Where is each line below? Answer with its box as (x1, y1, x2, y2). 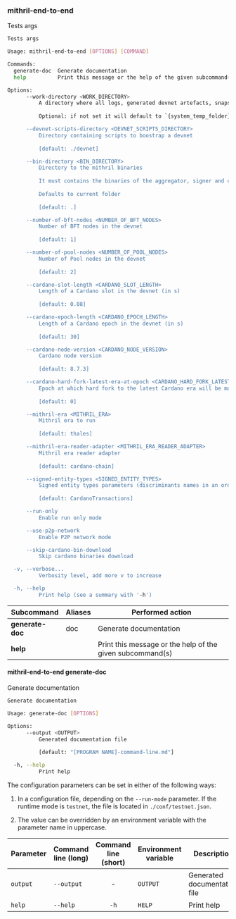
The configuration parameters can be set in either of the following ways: (7, 781, 216, 789)
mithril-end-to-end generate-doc (7, 668, 107, 677)
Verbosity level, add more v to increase (38, 572, 162, 579)
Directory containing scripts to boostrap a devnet (38, 132, 193, 139)
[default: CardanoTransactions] (38, 495, 133, 502)
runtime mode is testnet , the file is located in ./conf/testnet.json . (17, 802, 212, 810)
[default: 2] (38, 269, 77, 276)
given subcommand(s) (98, 648, 173, 658)
